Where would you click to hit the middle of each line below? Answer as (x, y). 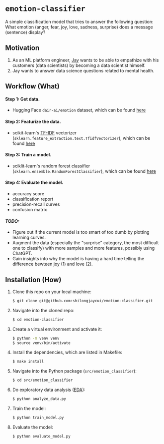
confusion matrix (30, 209)
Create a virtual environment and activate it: (57, 329)
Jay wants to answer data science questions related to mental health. (83, 70)
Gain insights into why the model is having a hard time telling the (78, 259)
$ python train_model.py (38, 418)
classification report (33, 199)
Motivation (22, 48)
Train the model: (29, 409)
